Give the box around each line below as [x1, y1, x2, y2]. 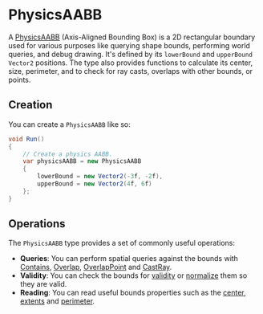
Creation [8, 98, 53, 112]
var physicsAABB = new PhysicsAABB [22, 157, 142, 165]
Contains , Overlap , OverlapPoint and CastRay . [19, 263, 172, 272]
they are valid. [19, 279, 67, 289]
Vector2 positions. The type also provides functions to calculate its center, [8, 58, 253, 67]
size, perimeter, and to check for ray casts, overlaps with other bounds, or [8, 66, 253, 75]
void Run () [8, 135, 45, 143]
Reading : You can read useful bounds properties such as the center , [19, 287, 246, 298]
